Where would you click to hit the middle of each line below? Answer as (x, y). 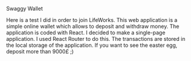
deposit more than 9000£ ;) (40, 52)
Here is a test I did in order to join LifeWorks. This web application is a (92, 20)
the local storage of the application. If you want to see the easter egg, (92, 45)
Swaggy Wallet (24, 9)
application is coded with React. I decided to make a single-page (86, 33)
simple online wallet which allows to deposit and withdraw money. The (93, 26)
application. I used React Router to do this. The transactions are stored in (96, 39)
